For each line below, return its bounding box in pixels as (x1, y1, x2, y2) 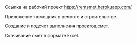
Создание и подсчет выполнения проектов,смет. (5, 23, 109, 29)
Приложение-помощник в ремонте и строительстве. (5, 14, 118, 19)
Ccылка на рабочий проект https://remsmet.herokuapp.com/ (5, 4, 132, 10)
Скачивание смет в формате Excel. (5, 33, 79, 38)
